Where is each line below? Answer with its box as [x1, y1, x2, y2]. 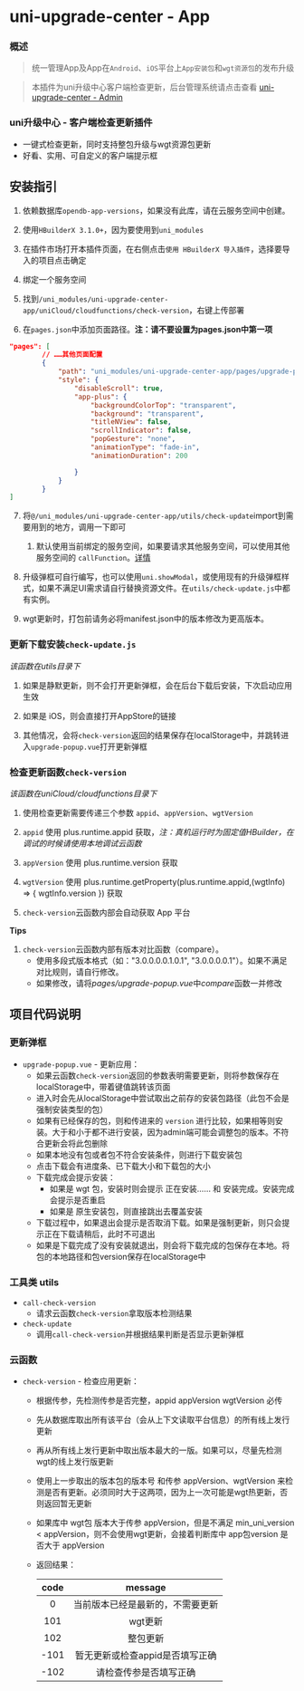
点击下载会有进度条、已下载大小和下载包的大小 [35, 1160, 211, 1171]
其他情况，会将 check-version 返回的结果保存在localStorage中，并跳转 [22, 729, 281, 740]
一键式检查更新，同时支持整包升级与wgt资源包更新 [22, 139, 212, 149]
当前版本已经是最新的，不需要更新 [73, 1599, 219, 1611]
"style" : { [57, 376, 100, 385]
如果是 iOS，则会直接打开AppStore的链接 [22, 710, 176, 721]
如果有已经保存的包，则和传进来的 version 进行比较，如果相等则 [35, 1115, 276, 1126]
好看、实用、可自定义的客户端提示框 [22, 149, 158, 160]
